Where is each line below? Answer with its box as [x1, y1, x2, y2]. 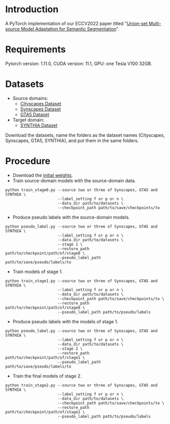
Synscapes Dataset [20, 106, 61, 112]
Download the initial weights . [12, 172, 73, 178]
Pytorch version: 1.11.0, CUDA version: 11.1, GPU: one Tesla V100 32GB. [5, 60, 152, 67]
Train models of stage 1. [12, 268, 63, 274]
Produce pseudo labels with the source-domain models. [12, 214, 130, 220]
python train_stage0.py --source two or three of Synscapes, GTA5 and [5, 187, 158, 192]
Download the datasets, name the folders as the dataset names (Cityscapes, [5, 132, 165, 138]
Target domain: [12, 117, 45, 123]
